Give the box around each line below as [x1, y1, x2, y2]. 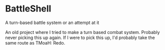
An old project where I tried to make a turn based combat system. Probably [5, 29, 160, 35]
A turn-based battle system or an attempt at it [5, 19, 99, 25]
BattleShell [5, 3, 51, 14]
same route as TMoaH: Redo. [5, 39, 65, 45]
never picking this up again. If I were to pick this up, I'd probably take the [5, 34, 155, 40]
